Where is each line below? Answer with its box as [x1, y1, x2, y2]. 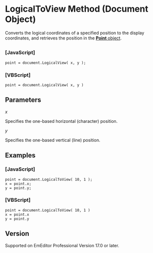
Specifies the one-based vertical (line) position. [5, 137, 101, 143]
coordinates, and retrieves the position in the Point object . [5, 35, 122, 41]
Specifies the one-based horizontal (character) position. [5, 118, 118, 124]
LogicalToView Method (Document [5, 3, 149, 15]
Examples [5, 151, 36, 159]
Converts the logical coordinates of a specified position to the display [5, 30, 145, 36]
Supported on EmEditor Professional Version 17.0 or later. [5, 242, 119, 248]
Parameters [5, 96, 41, 104]
